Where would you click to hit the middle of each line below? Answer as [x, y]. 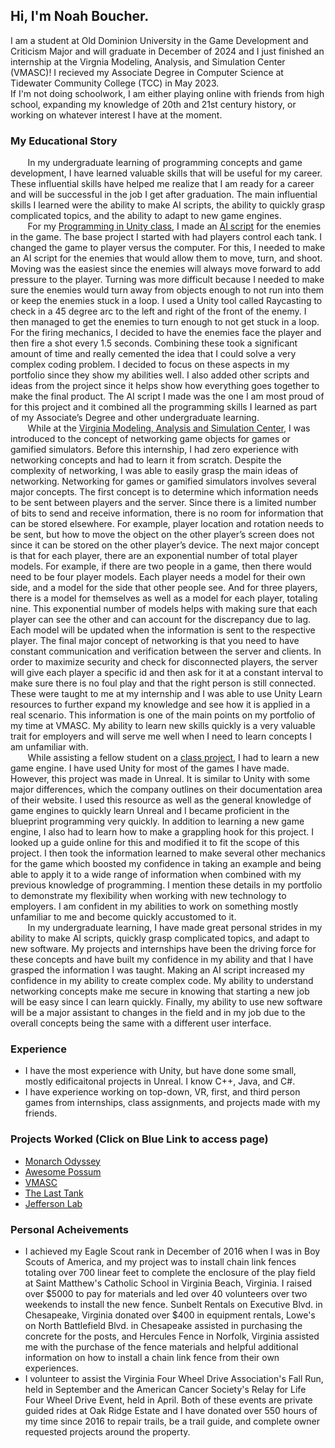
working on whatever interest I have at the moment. [116, 115]
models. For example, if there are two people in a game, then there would [161, 566]
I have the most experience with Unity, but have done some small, [160, 1071]
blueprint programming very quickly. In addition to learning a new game [157, 821]
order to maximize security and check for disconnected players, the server [164, 662]
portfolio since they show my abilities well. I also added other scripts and [160, 375]
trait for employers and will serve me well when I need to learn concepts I [161, 736]
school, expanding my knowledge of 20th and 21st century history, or [153, 104]
